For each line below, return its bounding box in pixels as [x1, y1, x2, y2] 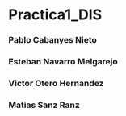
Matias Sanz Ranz [8, 99, 81, 110]
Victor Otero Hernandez [8, 77, 104, 89]
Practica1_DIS [8, 6, 103, 24]
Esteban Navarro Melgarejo [8, 56, 119, 68]
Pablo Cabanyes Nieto [8, 35, 97, 46]
